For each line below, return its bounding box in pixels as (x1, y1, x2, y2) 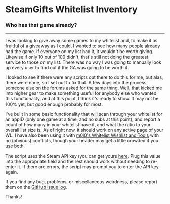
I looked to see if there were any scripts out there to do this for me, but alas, (5, 74, 163, 80)
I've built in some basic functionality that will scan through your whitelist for (5, 111, 163, 117)
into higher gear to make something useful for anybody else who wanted (5, 90, 157, 96)
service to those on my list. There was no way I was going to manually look (5, 59, 162, 65)
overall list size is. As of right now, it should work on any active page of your (5, 127, 164, 133)
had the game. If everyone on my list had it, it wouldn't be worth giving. (5, 48, 153, 55)
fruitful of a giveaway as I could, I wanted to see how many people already (5, 43, 160, 49)
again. (5, 169, 19, 175)
